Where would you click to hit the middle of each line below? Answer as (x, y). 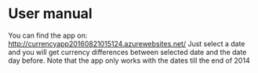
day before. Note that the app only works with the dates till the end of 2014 (129, 60)
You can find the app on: (48, 35)
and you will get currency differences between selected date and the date (127, 52)
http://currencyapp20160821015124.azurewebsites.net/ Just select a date (127, 43)
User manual (50, 14)
